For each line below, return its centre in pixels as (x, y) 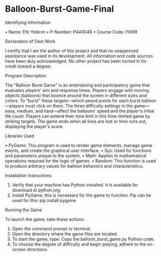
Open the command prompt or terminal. (52, 229)
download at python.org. (37, 190)
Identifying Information (28, 22)
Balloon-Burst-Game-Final (59, 9)
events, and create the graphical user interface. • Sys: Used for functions (78, 150)
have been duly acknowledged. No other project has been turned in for (76, 61)
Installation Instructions (28, 175)
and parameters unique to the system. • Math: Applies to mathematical (76, 155)
